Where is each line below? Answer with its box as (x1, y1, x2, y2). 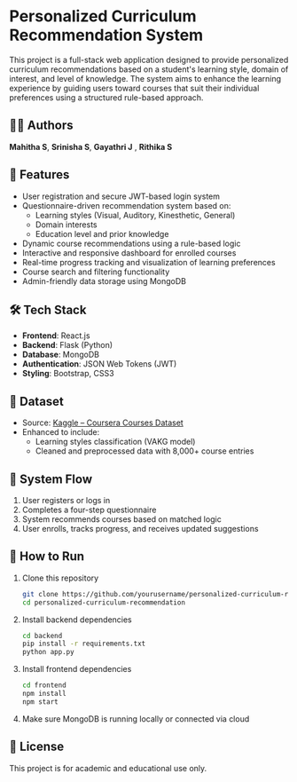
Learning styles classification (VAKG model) (35, 437, 196, 447)
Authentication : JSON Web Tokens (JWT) (21, 359, 177, 369)
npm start (21, 697, 59, 707)
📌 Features (9, 167, 70, 183)
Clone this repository (21, 573, 99, 583)
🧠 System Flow (9, 471, 93, 486)
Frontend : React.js (21, 330, 90, 341)
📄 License (9, 739, 65, 754)
